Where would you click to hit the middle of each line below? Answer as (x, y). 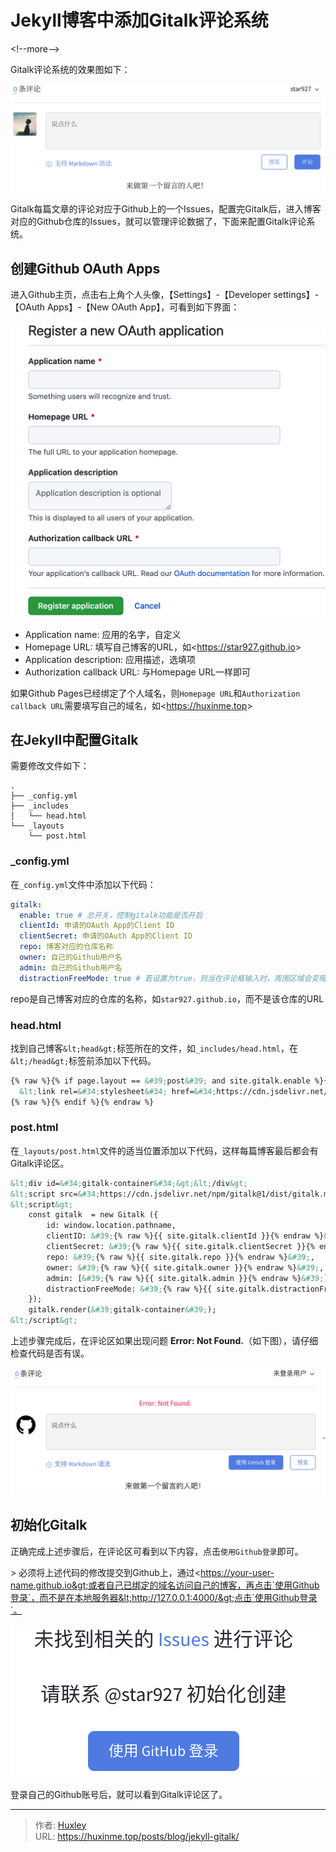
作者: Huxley (60, 1825)
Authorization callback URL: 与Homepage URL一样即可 (138, 672)
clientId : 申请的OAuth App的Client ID (97, 926)
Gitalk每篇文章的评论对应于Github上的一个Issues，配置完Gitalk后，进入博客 (166, 209)
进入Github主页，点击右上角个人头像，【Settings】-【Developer (141, 295)
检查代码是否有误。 (50, 1353)
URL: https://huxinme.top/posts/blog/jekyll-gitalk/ (137, 1836)
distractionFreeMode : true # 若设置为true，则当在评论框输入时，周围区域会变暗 (173, 978)
